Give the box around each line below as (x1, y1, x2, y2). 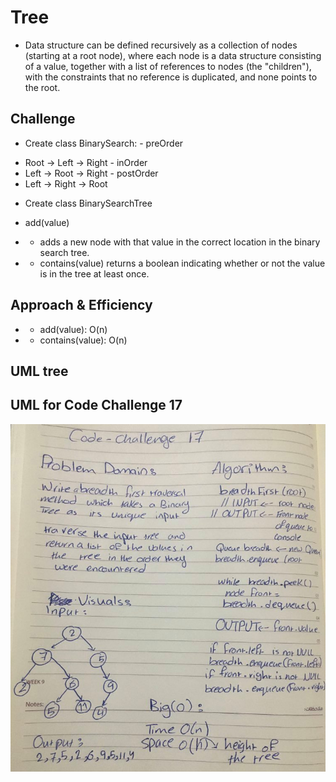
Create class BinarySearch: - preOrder (24, 137, 184, 149)
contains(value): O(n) (39, 334, 128, 346)
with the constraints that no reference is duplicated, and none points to (24, 71, 318, 83)
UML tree (10, 362, 69, 380)
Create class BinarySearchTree (24, 197, 153, 209)
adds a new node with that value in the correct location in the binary (39, 236, 321, 248)
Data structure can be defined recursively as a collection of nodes (24, 39, 298, 51)
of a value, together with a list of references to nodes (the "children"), (24, 60, 312, 72)
